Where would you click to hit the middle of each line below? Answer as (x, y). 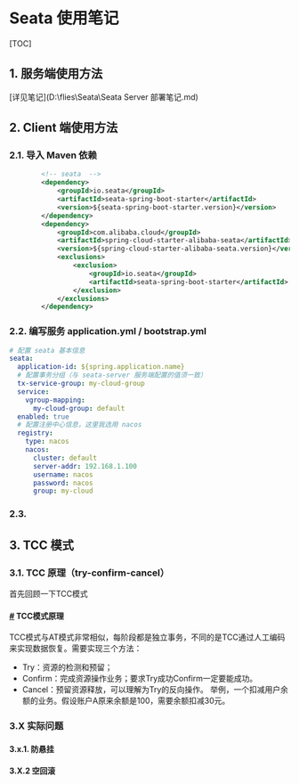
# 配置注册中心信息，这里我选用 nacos (80, 425)
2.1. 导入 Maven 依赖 (53, 155)
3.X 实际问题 (36, 726)
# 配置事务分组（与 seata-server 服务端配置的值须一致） (112, 375)
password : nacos (63, 483)
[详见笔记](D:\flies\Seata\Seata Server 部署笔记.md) (104, 97)
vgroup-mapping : (56, 400)
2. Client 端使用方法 (64, 128)
